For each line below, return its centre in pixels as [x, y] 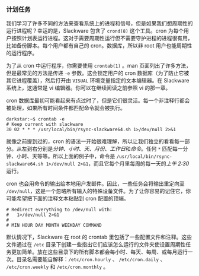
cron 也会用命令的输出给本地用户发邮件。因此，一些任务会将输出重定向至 [95, 184]
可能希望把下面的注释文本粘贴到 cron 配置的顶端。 [68, 199]
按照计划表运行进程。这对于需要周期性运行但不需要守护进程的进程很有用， [102, 38]
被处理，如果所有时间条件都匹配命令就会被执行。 [66, 108]
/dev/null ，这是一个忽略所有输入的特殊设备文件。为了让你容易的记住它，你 [99, 191]
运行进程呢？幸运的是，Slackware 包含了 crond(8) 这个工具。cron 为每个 [95, 31]
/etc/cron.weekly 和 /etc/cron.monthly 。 [57, 267]
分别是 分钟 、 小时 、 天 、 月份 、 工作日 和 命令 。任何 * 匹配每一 [110, 149]
